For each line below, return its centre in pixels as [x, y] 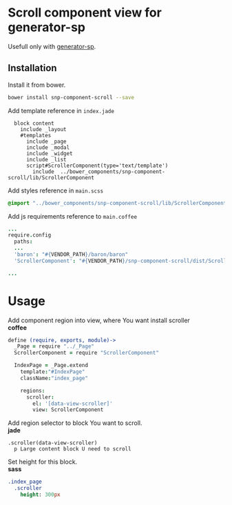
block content [34, 123]
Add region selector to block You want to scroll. [75, 423]
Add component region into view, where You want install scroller [99, 320]
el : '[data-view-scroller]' [73, 404]
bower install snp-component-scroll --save [71, 97]
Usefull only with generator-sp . [52, 46]
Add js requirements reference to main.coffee [72, 216]
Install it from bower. [37, 85]
